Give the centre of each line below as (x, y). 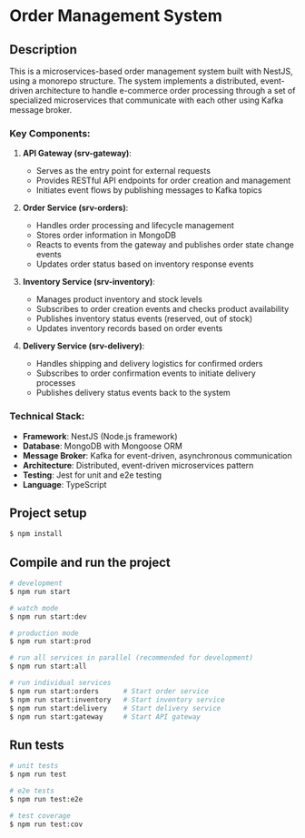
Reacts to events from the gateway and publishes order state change (165, 245)
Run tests (37, 745)
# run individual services (60, 683)
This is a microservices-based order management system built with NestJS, (151, 71)
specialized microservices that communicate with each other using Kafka (147, 100)
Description (43, 50)
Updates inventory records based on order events (129, 328)
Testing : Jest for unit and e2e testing (92, 475)
